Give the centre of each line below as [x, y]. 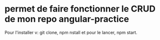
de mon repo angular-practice [67, 19]
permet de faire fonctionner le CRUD [80, 9]
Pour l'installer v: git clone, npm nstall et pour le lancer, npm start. [71, 32]
